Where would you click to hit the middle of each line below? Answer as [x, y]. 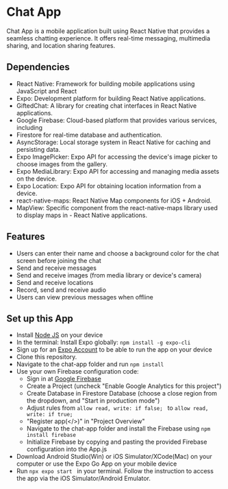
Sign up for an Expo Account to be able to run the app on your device [114, 350]
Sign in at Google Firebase [64, 379]
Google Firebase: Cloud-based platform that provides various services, [116, 120]
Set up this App [40, 318]
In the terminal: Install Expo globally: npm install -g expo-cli [103, 342]
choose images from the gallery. [62, 164]
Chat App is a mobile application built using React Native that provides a [108, 31]
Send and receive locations [55, 282]
